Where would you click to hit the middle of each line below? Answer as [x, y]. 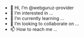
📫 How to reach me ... [34, 29]
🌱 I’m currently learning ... [37, 18]
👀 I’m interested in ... [32, 13]
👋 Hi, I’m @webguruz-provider [42, 8]
